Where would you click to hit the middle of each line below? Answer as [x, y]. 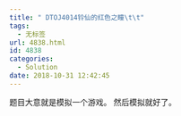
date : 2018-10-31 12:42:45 [60, 76]
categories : [31, 59]
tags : [19, 26]
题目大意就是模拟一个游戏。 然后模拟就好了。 [93, 102]
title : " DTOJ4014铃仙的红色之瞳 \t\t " [77, 17]
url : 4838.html [38, 42]
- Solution [38, 68]
